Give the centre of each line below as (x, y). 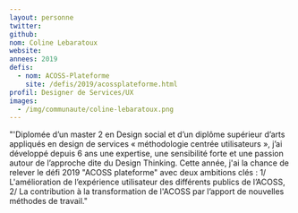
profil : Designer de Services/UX (72, 92)
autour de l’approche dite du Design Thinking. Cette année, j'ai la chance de (149, 163)
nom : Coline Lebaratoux (54, 43)
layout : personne (42, 17)
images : (24, 101)
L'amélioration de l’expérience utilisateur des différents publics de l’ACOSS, (148, 182)
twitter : (26, 26)
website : (26, 51)
